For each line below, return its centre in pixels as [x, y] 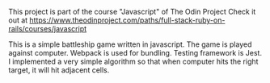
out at [18, 20]
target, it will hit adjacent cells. [59, 70]
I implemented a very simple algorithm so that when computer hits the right [133, 61]
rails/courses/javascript [48, 29]
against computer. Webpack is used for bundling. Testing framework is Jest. [135, 53]
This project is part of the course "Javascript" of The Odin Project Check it [132, 12]
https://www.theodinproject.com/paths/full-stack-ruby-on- [127, 20]
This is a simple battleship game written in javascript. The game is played [130, 44]
